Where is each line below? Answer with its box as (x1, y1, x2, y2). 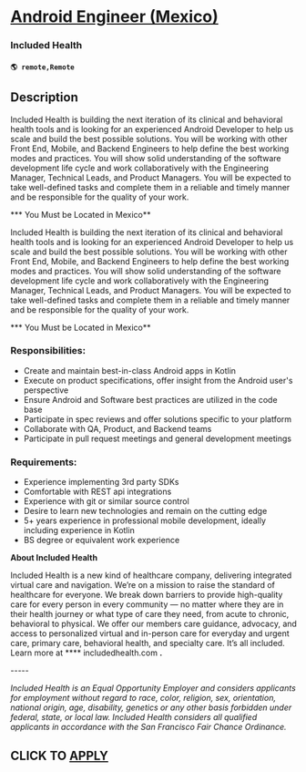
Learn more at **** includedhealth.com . (10, 647, 163, 658)
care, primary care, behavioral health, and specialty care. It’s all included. (10, 638, 285, 649)
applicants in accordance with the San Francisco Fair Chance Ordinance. (10, 722, 287, 733)
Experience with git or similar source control (23, 496, 189, 507)
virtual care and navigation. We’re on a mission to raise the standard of (10, 580, 276, 591)
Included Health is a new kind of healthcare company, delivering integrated (10, 570, 292, 581)
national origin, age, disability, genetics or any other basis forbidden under (10, 702, 292, 713)
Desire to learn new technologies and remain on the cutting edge (23, 506, 268, 517)
